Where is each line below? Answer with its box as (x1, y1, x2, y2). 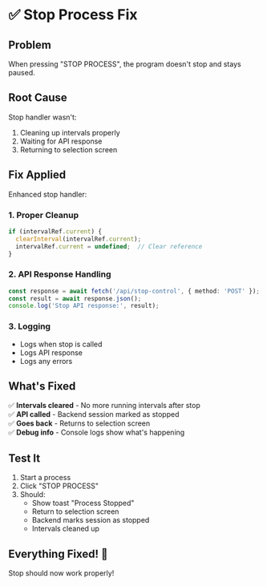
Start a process (19, 473, 71, 483)
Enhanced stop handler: (8, 189, 87, 199)
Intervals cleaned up (31, 523, 100, 534)
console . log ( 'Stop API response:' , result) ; (8, 302, 160, 310)
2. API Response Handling (8, 269, 111, 280)
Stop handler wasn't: (8, 112, 77, 122)
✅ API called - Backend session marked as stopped (8, 410, 180, 419)
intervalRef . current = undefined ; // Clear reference (15, 242, 203, 250)
